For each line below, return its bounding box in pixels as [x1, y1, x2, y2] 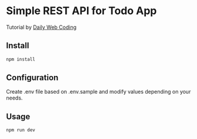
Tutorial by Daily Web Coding [6, 24, 77, 31]
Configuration [6, 72, 59, 83]
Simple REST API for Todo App [6, 4, 157, 18]
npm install [6, 56, 35, 62]
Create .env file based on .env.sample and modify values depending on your [6, 88, 191, 95]
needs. [6, 94, 23, 101]
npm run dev [6, 127, 35, 133]
